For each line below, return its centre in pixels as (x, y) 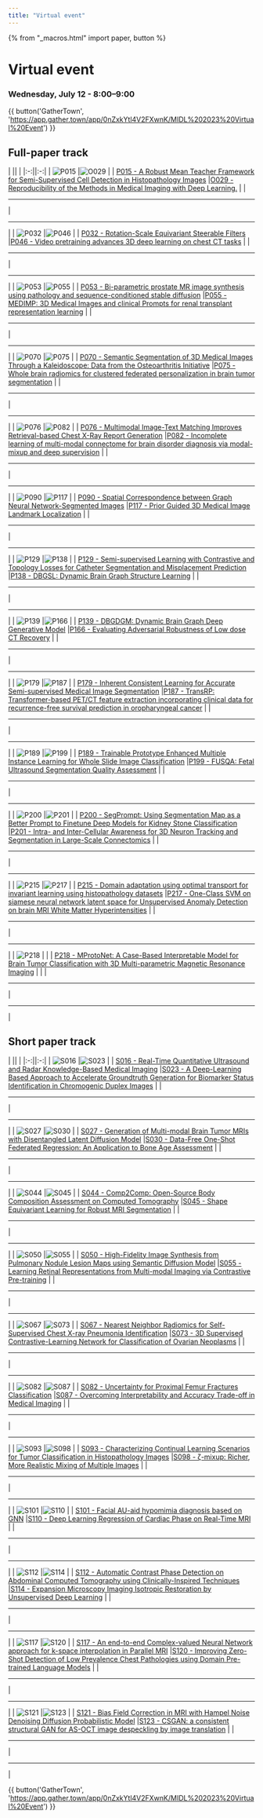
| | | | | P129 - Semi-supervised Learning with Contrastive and (131, 559)
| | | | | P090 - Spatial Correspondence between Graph (120, 497)
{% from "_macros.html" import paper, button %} (87, 38)
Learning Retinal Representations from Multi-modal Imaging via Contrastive (130, 1271)
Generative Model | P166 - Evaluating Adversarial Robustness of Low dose (127, 629)
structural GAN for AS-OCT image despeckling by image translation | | (121, 1729)
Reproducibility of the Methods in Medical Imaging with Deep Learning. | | (127, 188)
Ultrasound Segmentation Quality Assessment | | (87, 770)
